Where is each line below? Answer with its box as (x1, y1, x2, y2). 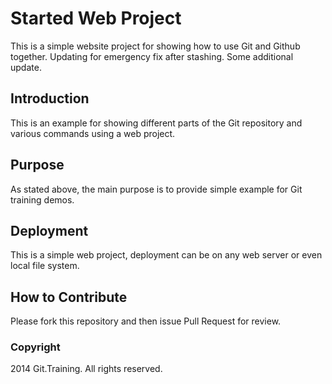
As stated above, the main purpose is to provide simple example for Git (10, 183, 303, 195)
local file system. (10, 260, 80, 272)
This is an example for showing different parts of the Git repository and (10, 117, 303, 129)
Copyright (10, 340, 61, 354)
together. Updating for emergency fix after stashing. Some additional (10, 50, 294, 62)
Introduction (10, 90, 90, 107)
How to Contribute (10, 288, 128, 306)
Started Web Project (10, 7, 182, 30)
